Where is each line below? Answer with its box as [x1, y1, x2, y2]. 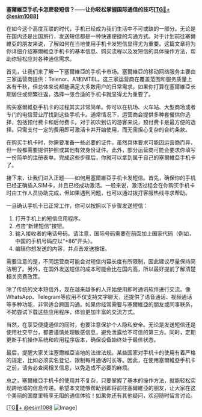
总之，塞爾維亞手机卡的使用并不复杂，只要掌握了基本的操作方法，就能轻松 [6, 377, 191, 384]
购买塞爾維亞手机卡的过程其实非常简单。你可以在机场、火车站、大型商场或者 [6, 104, 196, 110]
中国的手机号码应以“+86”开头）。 [14, 237, 96, 245]
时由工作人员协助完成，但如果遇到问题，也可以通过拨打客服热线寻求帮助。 [6, 189, 191, 196]
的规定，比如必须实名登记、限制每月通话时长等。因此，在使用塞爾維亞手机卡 [6, 357, 196, 363]
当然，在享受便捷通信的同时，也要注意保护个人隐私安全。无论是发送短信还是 [6, 321, 196, 328]
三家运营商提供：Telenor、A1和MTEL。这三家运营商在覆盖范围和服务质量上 [6, 75, 192, 83]
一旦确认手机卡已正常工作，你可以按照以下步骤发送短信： [6, 202, 148, 209]
